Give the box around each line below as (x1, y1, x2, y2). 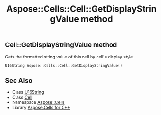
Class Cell (12, 94, 32, 100)
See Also (5, 76, 32, 85)
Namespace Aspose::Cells (12, 100, 65, 105)
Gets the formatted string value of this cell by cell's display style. (5, 54, 134, 59)
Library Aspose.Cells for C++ (12, 105, 70, 111)
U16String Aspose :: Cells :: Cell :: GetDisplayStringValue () (5, 63, 123, 68)
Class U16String (12, 89, 45, 95)
